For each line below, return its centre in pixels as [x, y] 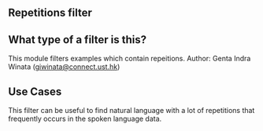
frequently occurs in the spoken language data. [85, 119]
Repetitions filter [50, 13]
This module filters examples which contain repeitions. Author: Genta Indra [130, 59]
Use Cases [35, 91]
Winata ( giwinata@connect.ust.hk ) [64, 67]
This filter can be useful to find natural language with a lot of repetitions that [131, 111]
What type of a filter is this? [78, 40]
